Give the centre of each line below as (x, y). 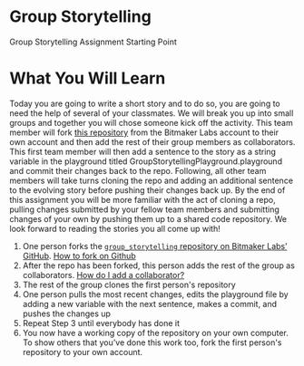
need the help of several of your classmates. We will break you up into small (152, 113)
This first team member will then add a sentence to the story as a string (143, 151)
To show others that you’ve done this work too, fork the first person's (152, 342)
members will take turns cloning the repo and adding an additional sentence (151, 180)
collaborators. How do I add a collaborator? (103, 274)
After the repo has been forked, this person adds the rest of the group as (158, 265)
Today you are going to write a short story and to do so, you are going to (145, 103)
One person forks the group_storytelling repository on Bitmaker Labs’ (155, 246)
